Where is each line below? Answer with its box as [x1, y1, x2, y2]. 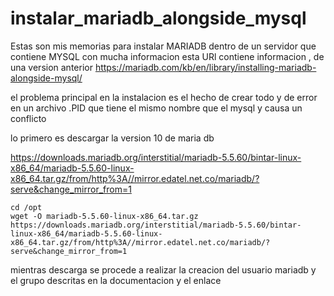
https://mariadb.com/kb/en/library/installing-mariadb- [94, 61, 317, 73]
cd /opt [10, 202, 43, 212]
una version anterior [10, 61, 93, 73]
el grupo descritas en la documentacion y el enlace [10, 274, 222, 286]
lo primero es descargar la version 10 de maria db [10, 132, 215, 144]
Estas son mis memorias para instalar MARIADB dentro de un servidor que [10, 40, 317, 52]
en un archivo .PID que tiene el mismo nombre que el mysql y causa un [10, 102, 303, 114]
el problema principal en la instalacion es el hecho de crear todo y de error [10, 91, 318, 103]
